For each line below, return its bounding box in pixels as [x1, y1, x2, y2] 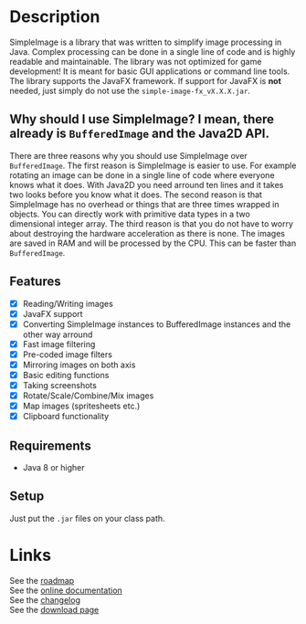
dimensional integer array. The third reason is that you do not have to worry [9, 217, 294, 229]
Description [9, 6, 100, 27]
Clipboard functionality [22, 411, 110, 422]
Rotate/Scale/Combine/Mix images [22, 390, 154, 401]
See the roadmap [9, 575, 75, 586]
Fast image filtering [22, 338, 96, 349]
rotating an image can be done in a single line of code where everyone [9, 169, 276, 180]
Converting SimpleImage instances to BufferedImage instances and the [22, 318, 291, 330]
